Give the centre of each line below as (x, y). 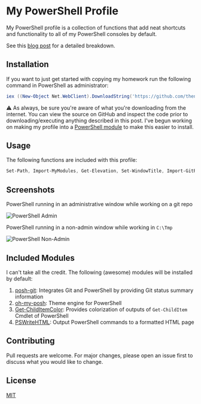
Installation (28, 64)
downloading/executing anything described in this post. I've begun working (99, 120)
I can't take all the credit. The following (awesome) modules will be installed (100, 272)
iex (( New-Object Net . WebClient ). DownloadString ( (69, 96)
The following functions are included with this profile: (72, 160)
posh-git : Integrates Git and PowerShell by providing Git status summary (104, 290)
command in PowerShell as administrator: (57, 85)
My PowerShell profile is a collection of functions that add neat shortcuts (96, 28)
